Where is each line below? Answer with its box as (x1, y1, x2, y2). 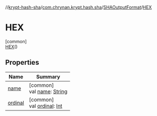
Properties (5, 58, 39, 67)
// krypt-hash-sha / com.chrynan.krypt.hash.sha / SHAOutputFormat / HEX (5, 5, 152, 10)
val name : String (29, 88, 68, 95)
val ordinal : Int (29, 102, 63, 109)
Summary (36, 73, 61, 80)
